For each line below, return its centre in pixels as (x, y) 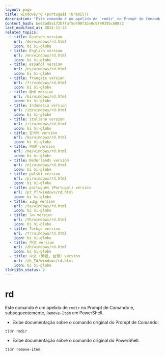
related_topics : (22, 32)
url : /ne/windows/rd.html (41, 151)
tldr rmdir (16, 331)
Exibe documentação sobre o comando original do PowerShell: (76, 341)
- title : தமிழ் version (32, 201)
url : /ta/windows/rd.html (41, 206)
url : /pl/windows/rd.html (41, 179)
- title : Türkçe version (35, 229)
